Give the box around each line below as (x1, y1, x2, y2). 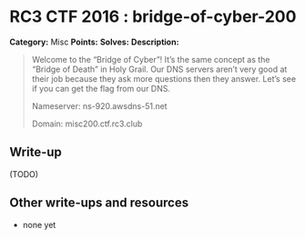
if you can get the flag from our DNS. (31, 83, 171, 94)
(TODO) (9, 168, 39, 179)
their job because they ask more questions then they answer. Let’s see (31, 73, 297, 84)
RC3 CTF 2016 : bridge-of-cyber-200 (9, 6, 297, 27)
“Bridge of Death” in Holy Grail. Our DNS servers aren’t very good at (31, 64, 288, 75)
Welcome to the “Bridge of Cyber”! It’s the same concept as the (31, 54, 270, 65)
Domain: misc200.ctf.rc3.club (31, 118, 143, 129)
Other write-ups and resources (9, 195, 189, 211)
